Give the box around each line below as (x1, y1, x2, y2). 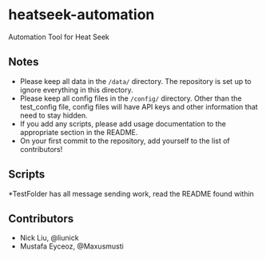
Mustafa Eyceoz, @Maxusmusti (19, 241, 124, 251)
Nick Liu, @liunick (19, 233, 79, 243)
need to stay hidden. (19, 110, 88, 120)
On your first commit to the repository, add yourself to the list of (19, 136, 230, 145)
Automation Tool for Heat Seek (8, 32, 109, 42)
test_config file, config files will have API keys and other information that (19, 102, 258, 111)
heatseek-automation (8, 6, 155, 24)
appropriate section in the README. (19, 127, 138, 137)
